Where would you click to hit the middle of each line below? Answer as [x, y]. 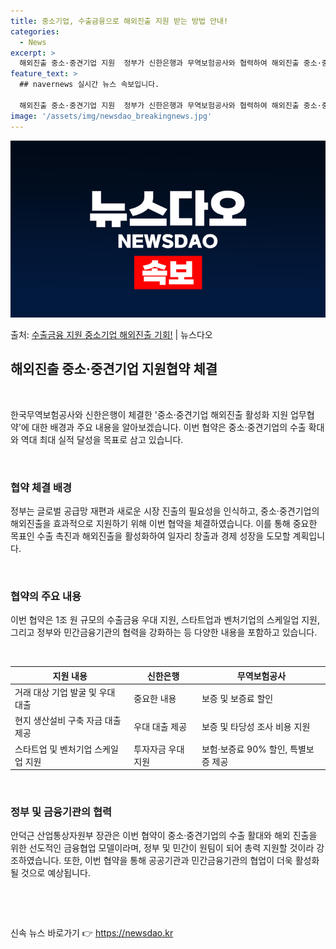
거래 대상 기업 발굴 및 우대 [65, 692]
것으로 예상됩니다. [55, 873]
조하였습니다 [35, 861]
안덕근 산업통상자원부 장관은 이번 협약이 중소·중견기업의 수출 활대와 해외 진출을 [164, 836]
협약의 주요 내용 [46, 597]
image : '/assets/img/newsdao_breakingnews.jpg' [111, 116]
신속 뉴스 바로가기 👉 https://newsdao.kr [92, 933]
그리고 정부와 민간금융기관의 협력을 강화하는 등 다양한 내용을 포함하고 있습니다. [164, 632]
